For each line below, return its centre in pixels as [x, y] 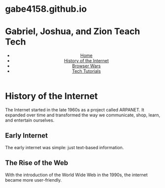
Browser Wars [86, 66]
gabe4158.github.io [46, 9]
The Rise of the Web [37, 163]
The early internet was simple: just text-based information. [65, 147]
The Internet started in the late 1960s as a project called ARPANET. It [75, 109]
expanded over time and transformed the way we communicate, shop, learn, [83, 115]
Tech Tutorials [86, 71]
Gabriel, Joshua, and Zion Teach [73, 32]
